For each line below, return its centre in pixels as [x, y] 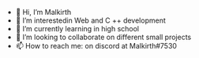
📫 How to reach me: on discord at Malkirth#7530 [96, 46]
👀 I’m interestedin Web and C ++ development [90, 20]
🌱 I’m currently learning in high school [77, 29]
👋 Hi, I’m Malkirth [43, 12]
